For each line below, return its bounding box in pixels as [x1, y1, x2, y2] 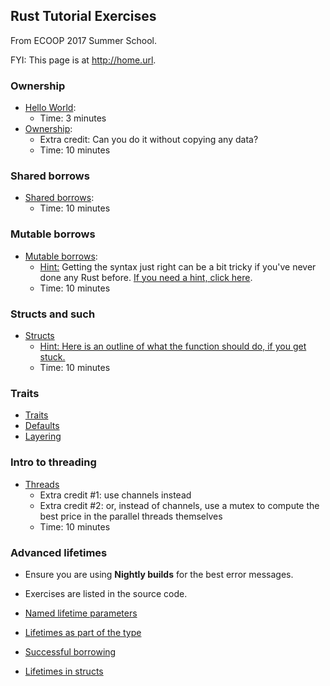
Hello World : [24, 102, 77, 114]
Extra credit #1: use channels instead [39, 489, 192, 501]
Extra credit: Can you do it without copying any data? [39, 134, 259, 146]
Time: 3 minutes [39, 112, 107, 124]
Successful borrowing [24, 645, 117, 658]
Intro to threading [10, 455, 97, 469]
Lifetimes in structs [24, 665, 104, 677]
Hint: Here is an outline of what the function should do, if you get [39, 340, 307, 352]
